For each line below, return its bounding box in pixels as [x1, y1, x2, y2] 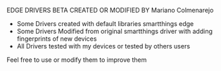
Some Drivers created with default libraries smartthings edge [16, 20, 194, 27]
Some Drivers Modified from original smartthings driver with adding [16, 27, 213, 35]
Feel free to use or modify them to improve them [6, 56, 147, 64]
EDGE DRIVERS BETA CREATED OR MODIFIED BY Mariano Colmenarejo [6, 6, 214, 14]
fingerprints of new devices [16, 34, 97, 43]
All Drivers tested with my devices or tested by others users [16, 42, 191, 50]
